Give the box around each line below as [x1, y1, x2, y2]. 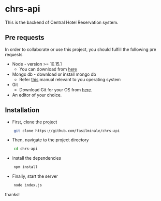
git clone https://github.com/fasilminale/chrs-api [14, 128, 120, 133]
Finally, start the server [12, 173, 58, 179]
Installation [5, 106, 40, 115]
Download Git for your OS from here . [19, 86, 93, 93]
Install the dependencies [12, 155, 61, 161]
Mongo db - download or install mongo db [12, 71, 97, 77]
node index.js [14, 183, 42, 188]
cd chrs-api [14, 147, 38, 151]
